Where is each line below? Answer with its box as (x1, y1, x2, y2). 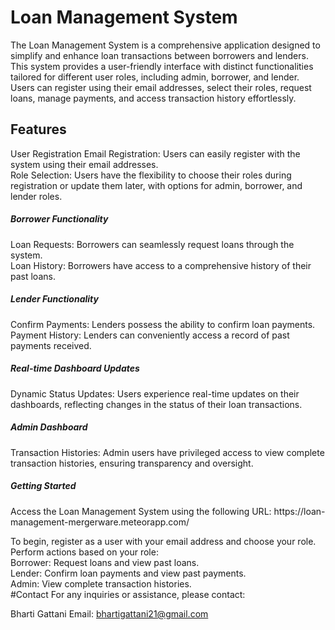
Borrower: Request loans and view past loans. (10, 556, 200, 568)
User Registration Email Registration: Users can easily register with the (10, 147, 301, 160)
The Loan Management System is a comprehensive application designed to (10, 39, 321, 51)
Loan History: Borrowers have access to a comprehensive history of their (10, 259, 312, 271)
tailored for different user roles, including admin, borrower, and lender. (10, 71, 300, 83)
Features (10, 121, 67, 138)
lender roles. (10, 190, 63, 202)
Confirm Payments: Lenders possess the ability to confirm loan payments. (10, 318, 316, 330)
